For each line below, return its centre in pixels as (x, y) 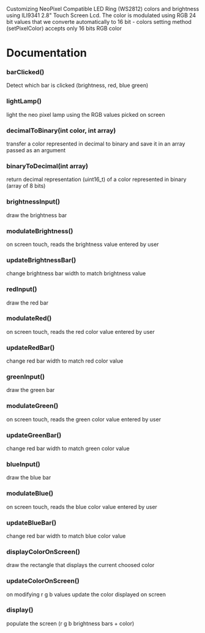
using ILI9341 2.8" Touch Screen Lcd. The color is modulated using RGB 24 (101, 15)
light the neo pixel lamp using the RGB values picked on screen (86, 114)
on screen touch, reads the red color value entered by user (80, 331)
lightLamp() (24, 102)
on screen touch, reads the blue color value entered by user (82, 506)
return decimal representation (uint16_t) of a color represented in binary (96, 179)
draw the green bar (31, 390)
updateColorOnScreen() (43, 581)
